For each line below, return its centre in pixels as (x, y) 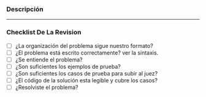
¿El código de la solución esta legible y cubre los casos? (86, 80)
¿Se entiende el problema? (49, 60)
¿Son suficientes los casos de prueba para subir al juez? (86, 73)
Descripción (25, 9)
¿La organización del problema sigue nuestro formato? (84, 45)
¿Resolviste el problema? (47, 87)
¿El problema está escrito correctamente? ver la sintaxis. (87, 52)
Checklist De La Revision (44, 33)
